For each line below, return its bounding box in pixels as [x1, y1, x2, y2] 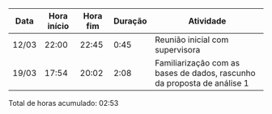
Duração [113, 15, 147, 27]
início [47, 20, 70, 32]
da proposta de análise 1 [155, 78, 249, 88]
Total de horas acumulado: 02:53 [8, 99, 119, 108]
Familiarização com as [155, 57, 240, 68]
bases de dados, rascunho [155, 68, 257, 78]
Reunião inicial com [155, 34, 229, 45]
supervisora [155, 44, 201, 55]
